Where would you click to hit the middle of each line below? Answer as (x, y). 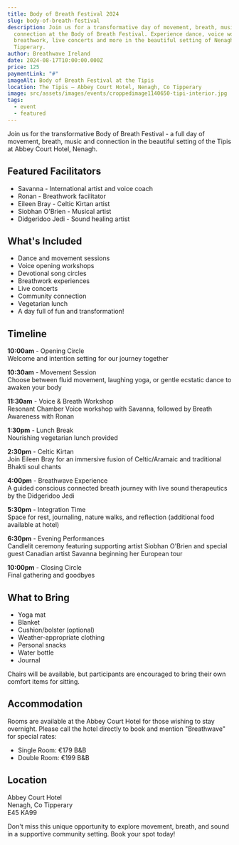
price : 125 (23, 67)
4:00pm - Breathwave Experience (58, 481)
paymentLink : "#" (33, 73)
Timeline (27, 333)
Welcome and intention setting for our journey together (88, 359)
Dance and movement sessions (64, 258)
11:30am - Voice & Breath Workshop (60, 401)
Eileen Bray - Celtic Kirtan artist (64, 203)
